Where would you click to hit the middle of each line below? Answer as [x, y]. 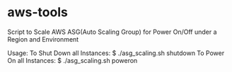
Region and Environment [43, 39]
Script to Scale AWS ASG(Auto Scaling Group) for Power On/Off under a [112, 32]
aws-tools [38, 12]
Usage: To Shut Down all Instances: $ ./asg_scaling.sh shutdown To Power [116, 53]
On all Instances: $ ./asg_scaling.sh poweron [72, 60]
